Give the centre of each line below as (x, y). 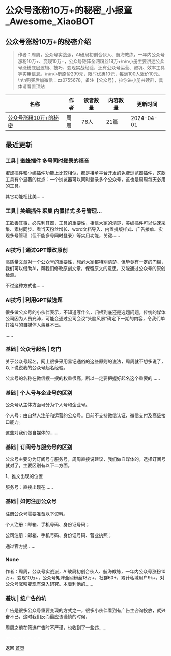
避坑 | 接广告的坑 (26, 598)
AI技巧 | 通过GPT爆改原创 (36, 250)
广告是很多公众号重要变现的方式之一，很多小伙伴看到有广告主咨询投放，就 (83, 610)
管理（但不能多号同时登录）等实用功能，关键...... (69, 235)
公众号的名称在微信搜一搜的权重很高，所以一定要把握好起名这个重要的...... (83, 378)
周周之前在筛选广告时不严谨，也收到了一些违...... (56, 628)
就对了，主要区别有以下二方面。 (39, 465)
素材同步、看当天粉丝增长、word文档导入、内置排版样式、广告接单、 (86, 229)
